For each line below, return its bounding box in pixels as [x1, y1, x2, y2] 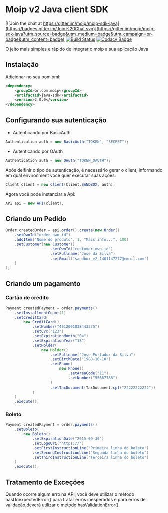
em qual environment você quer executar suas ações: [5, 172, 116, 178]
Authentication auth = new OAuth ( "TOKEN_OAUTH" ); [5, 158, 111, 163]
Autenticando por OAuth [12, 148, 63, 154]
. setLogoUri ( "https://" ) [32, 441, 84, 446]
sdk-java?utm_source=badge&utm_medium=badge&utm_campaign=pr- [5, 31, 153, 37]
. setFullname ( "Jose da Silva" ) [50, 251, 115, 256]
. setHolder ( [32, 343, 57, 348]
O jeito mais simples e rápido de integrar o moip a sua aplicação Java [5, 46, 149, 52]
